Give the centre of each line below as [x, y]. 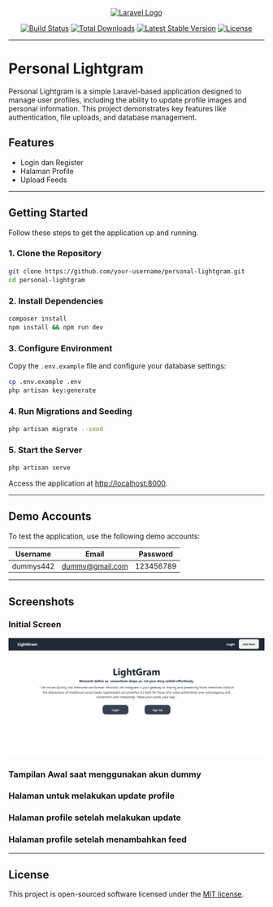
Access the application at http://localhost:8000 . [88, 483]
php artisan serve [39, 468]
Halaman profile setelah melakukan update [95, 818]
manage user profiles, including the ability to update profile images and [128, 100]
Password [156, 554]
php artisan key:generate [52, 390]
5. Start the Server [45, 450]
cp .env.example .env [45, 382]
